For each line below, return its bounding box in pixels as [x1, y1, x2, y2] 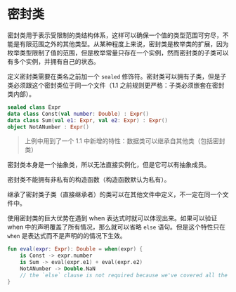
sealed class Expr [7, 103, 61, 111]
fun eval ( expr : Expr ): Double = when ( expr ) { [7, 246, 143, 253]
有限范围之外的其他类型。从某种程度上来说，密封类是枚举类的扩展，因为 [19, 39, 229, 48]
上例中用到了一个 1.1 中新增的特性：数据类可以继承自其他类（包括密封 [24, 137, 225, 145]
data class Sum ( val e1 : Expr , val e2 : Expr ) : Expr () [7, 117, 169, 124]
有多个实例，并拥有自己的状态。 [7, 57, 100, 65]
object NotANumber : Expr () [7, 124, 90, 131]
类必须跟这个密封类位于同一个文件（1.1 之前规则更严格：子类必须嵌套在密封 [7, 81, 225, 89]
